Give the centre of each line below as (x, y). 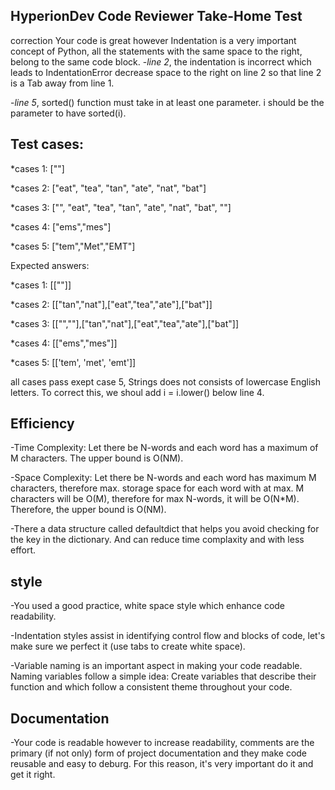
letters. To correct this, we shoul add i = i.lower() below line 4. (137, 392)
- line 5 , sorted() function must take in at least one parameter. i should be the (167, 102)
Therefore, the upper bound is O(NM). (88, 510)
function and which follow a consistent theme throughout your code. (151, 687)
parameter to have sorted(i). (68, 113)
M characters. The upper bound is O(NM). (97, 458)
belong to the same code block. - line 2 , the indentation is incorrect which (161, 61)
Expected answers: (50, 265)
